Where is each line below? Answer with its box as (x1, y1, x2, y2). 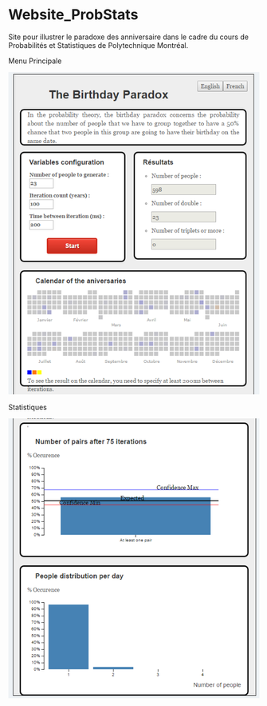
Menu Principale (8, 56, 62, 66)
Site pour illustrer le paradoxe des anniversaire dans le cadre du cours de (8, 32, 249, 42)
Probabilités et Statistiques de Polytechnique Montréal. (8, 40, 189, 50)
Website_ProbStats (8, 6, 139, 24)
